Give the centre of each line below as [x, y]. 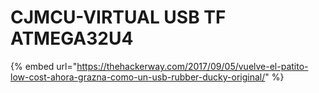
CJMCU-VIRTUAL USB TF [118, 17]
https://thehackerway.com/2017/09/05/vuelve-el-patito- [192, 66]
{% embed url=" [44, 66]
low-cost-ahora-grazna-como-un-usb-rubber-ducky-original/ [138, 77]
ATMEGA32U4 [72, 38]
